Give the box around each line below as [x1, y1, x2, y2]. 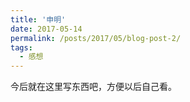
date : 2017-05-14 [10, 24, 83, 34]
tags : [10, 42, 33, 53]
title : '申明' [10, 14, 67, 25]
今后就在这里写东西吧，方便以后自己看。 [10, 81, 177, 93]
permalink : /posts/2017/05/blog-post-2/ [10, 33, 182, 43]
